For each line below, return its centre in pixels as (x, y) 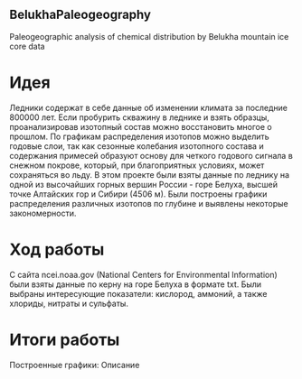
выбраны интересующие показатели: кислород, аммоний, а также (138, 293)
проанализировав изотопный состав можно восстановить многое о (141, 126)
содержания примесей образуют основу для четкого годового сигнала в (151, 155)
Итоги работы (65, 340)
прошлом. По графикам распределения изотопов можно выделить (139, 136)
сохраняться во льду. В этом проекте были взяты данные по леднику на (150, 174)
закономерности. (43, 213)
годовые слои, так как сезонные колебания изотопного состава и (137, 146)
